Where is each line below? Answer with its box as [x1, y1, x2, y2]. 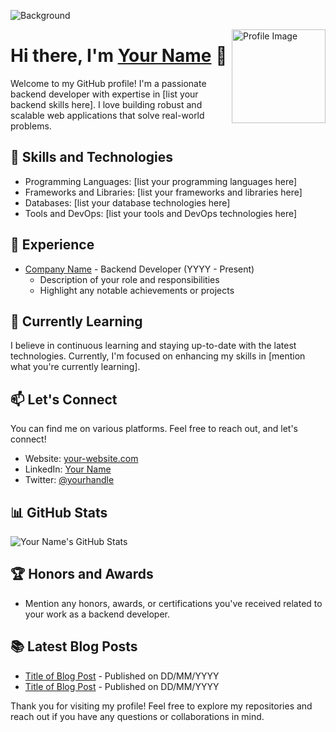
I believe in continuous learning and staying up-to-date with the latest [10, 340, 297, 352]
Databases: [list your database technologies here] [24, 196, 231, 209]
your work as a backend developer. [24, 608, 171, 620]
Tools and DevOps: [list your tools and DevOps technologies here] [24, 207, 298, 219]
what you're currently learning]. [10, 361, 141, 373]
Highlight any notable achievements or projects [39, 284, 235, 296]
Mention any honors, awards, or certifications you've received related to [24, 597, 323, 609]
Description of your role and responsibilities [39, 273, 220, 285]
